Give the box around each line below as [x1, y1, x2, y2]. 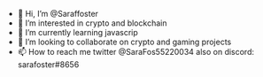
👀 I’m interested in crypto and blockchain [17, 18, 167, 28]
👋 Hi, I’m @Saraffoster [17, 9, 99, 19]
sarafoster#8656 [17, 59, 80, 70]
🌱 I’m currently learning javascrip [17, 27, 139, 37]
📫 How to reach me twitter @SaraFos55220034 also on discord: [17, 47, 255, 57]
